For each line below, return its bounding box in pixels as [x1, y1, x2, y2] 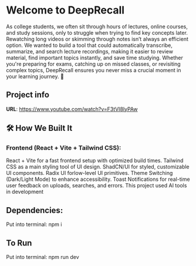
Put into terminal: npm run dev [6, 254, 79, 261]
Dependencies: [6, 205, 63, 215]
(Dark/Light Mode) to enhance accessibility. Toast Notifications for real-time [6, 176, 190, 183]
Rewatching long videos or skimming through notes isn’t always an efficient [6, 35, 189, 42]
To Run [6, 238, 32, 248]
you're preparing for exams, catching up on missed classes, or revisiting [6, 60, 181, 68]
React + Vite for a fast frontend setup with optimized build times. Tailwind [6, 157, 184, 164]
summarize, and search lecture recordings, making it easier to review [6, 48, 173, 55]
